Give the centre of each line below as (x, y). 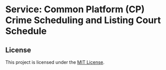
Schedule (26, 31)
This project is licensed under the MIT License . (55, 62)
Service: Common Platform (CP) (75, 9)
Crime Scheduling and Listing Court (83, 20)
